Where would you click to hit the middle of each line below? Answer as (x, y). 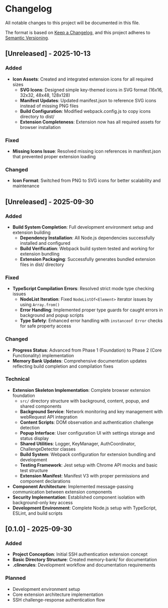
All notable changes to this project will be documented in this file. (73, 23)
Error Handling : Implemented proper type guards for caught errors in (91, 310)
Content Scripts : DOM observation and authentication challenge (87, 422)
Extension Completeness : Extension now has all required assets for (91, 122)
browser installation (40, 127)
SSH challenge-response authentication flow (59, 599)
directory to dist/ (37, 116)
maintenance (26, 186)
